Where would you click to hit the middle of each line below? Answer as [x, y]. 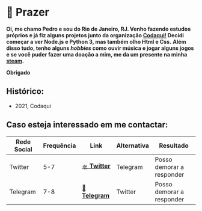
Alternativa [133, 145]
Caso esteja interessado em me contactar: [87, 125]
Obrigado [18, 72]
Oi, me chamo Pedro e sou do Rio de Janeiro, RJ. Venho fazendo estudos [99, 29]
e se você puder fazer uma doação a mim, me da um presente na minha [97, 54]
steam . [15, 61]
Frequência [60, 145]
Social [23, 149]
